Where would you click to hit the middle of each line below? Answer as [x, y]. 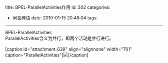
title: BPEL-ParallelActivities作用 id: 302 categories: [58, 7]
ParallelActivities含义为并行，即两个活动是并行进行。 [59, 38]
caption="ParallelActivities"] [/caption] [47, 55]
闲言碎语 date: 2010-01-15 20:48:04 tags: [55, 18]
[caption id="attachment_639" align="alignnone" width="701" [69, 49]
